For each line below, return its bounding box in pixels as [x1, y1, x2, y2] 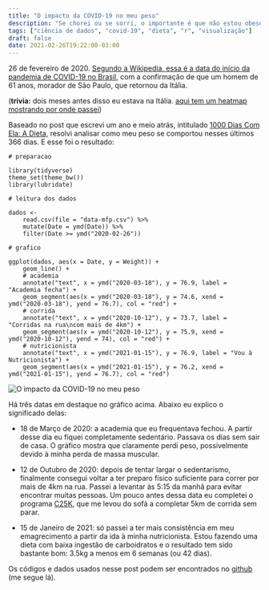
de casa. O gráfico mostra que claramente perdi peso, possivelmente [19, 441, 248, 451]
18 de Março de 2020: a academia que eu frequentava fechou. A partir [19, 424, 253, 434]
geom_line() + [22, 265, 70, 273]
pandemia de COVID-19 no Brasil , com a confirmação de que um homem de [8, 72, 259, 82]
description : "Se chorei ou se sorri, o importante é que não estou [8, 19, 242, 27]
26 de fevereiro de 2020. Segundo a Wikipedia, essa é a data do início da [8, 63, 251, 73]
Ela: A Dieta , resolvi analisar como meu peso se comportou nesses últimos [8, 129, 255, 139]
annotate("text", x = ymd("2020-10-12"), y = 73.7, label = [22, 314, 227, 322]
